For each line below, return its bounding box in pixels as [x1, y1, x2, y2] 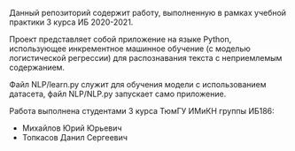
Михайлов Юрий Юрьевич [21, 123, 122, 133]
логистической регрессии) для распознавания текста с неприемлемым [9, 53, 283, 63]
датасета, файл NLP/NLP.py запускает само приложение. [9, 88, 227, 99]
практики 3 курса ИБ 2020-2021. [9, 17, 134, 27]
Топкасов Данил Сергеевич [21, 132, 128, 142]
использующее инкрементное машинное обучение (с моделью [9, 43, 251, 54]
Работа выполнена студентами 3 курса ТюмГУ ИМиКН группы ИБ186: [9, 106, 275, 116]
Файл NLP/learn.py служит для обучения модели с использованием [9, 79, 268, 89]
